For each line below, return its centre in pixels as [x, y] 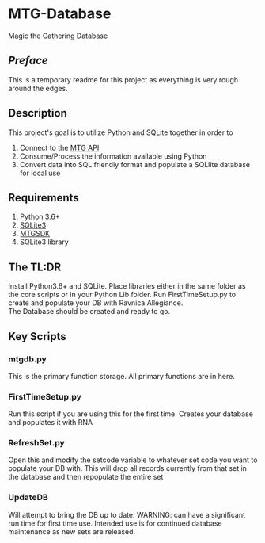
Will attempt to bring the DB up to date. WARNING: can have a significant [127, 514]
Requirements [44, 198]
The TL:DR [35, 267]
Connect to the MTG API [59, 147]
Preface [28, 61]
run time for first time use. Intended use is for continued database [115, 523]
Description [38, 113]
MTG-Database [60, 14]
